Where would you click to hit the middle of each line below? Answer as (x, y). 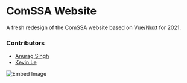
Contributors (26, 43)
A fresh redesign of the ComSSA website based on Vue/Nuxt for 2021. (93, 27)
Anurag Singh (32, 56)
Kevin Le (26, 62)
